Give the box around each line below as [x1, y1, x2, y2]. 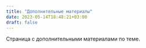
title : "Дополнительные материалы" [6, 8, 93, 15]
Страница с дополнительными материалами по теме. [6, 36, 140, 43]
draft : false [6, 19, 38, 25]
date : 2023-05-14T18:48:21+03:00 [6, 14, 88, 20]
